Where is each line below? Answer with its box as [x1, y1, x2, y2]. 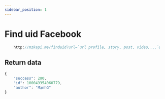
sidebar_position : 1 [4, 7, 47, 12]
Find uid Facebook [4, 28, 82, 39]
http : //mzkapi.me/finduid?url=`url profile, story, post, [13, 45, 135, 50]
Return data [4, 58, 41, 66]
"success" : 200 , [13, 76, 47, 81]
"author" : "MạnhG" [13, 85, 51, 90]
